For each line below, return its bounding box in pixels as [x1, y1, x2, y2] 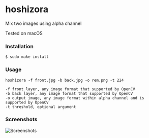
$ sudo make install [5, 54, 49, 59]
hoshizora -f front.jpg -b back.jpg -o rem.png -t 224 [5, 78, 124, 83]
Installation [5, 43, 34, 50]
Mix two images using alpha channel [5, 20, 82, 26]
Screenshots [5, 116, 38, 123]
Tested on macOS [5, 30, 43, 36]
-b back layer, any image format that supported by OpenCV [5, 91, 133, 96]
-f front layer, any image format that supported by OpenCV [5, 86, 136, 92]
